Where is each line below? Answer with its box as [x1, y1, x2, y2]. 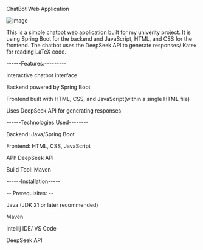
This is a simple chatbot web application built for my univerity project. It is [6, 29, 191, 36]
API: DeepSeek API [6, 155, 54, 161]
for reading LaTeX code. [6, 48, 67, 55]
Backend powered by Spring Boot [6, 83, 91, 91]
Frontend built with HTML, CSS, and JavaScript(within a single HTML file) [6, 95, 190, 102]
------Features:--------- [6, 60, 67, 67]
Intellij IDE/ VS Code [6, 225, 57, 232]
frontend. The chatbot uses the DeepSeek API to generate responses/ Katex [6, 42, 197, 49]
